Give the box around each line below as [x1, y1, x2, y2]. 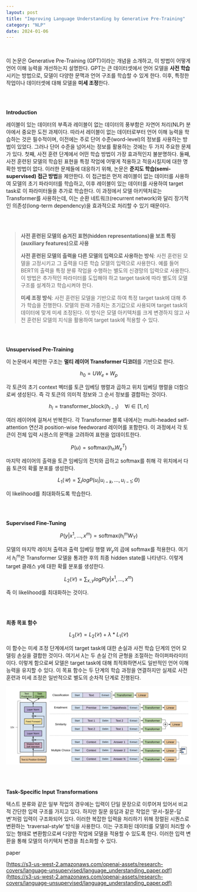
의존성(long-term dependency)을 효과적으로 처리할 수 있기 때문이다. [12, 202, 171, 209]
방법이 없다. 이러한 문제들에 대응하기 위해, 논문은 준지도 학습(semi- [16, 165, 172, 172]
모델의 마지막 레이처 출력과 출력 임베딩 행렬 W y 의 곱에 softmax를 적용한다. [6, 546, 178, 554]
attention [6, 424, 28, 431]
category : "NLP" [6, 22, 46, 28]
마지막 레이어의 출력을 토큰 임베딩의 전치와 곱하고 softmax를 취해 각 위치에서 [6, 457, 182, 464]
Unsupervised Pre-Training [6, 346, 74, 353]
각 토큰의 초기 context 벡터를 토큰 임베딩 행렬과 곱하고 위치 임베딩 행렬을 [6, 383, 173, 391]
